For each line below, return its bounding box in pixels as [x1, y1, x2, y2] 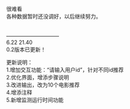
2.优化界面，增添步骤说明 [6, 74, 69, 81]
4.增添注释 [6, 89, 32, 96]
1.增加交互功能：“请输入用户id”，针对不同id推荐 [6, 66, 124, 73]
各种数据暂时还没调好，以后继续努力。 [6, 13, 101, 20]
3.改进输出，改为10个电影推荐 [6, 81, 80, 89]
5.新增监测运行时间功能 [6, 96, 64, 104]
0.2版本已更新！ [6, 46, 46, 53]
